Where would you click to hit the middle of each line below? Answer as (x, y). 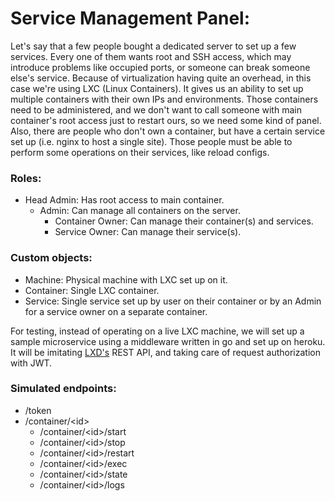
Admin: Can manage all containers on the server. (140, 211)
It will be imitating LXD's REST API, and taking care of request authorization (165, 352)
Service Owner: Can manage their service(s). (148, 232)
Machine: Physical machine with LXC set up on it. (126, 279)
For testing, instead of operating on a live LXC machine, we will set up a (157, 331)
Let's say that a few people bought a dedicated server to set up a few (153, 46)
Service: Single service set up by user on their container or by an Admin (173, 301)
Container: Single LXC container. (92, 290)
